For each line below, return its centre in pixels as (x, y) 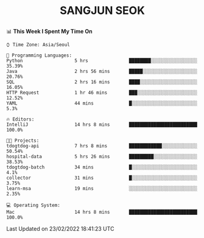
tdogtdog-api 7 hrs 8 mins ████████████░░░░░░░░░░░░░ (102, 146)
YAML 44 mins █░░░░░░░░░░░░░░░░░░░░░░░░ (102, 103)
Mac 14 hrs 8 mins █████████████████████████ (102, 212)
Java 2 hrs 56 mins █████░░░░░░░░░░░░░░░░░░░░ (102, 72)
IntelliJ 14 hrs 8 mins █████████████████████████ (102, 125)
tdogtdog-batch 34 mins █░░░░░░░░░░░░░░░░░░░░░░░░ (102, 167)
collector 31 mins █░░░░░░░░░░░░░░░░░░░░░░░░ (102, 178)
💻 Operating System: (33, 205)
